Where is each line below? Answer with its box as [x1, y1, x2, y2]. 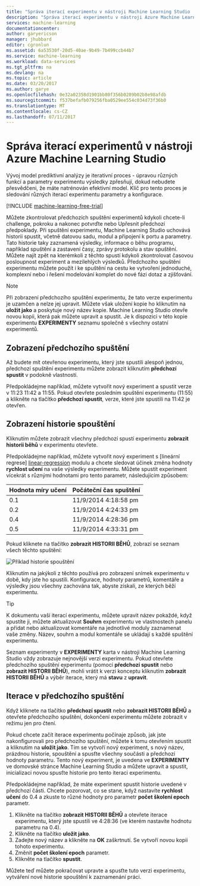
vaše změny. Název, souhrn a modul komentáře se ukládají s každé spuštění [6, 631, 193, 638]
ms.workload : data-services [6, 58, 76, 64]
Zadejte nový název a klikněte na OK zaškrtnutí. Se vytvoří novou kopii [14, 836, 188, 843]
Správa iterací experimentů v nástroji [6, 139, 193, 153]
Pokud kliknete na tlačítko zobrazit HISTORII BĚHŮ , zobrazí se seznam [6, 540, 180, 547]
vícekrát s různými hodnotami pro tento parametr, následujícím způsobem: [6, 472, 189, 479]
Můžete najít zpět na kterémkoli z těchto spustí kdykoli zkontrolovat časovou [6, 252, 193, 259]
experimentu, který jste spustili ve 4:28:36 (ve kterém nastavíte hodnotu [14, 817, 192, 825]
